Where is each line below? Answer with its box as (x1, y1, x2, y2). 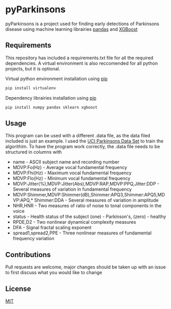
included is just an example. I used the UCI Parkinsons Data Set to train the (5, 138, 164, 144)
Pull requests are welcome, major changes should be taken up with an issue (5, 264, 166, 270)
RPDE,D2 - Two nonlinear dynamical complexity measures (12, 219, 136, 225)
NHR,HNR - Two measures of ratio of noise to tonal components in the (12, 203, 162, 209)
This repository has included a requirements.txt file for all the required (5, 54, 154, 61)
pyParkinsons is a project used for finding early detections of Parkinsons (5, 21, 159, 27)
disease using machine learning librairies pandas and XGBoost (5, 26, 138, 32)
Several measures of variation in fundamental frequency (12, 186, 132, 192)
